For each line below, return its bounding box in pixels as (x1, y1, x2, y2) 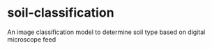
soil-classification (7, 5, 114, 21)
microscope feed (7, 35, 56, 43)
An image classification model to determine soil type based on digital (7, 28, 206, 36)
